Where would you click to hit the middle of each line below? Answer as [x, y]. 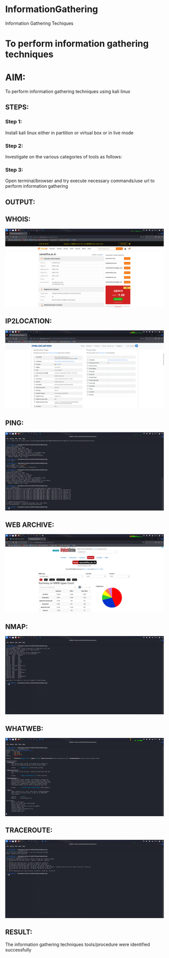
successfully [18, 949]
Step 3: [14, 170]
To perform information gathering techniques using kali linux [68, 91]
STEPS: [17, 107]
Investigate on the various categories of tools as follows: [64, 157]
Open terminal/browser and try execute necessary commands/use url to [80, 181]
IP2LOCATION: [29, 321]
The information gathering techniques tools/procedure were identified [77, 944]
